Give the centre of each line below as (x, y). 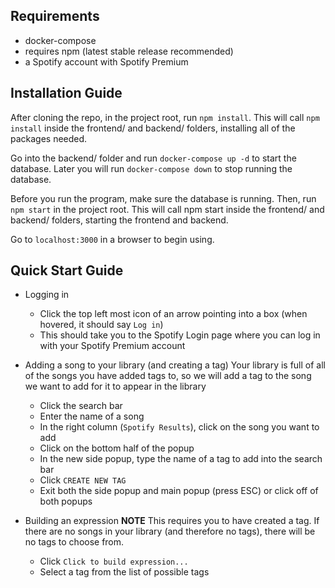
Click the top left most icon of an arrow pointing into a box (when (173, 314)
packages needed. (49, 138)
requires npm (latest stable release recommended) (129, 51)
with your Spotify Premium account (112, 346)
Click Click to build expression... (114, 561)
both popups (66, 501)
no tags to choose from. (74, 542)
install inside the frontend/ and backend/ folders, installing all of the (153, 128)
